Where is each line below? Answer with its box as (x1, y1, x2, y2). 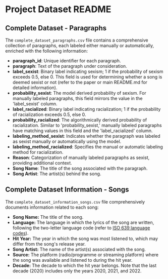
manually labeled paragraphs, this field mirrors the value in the (12, 95, 143, 101)
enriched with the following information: (5, 48, 88, 54)
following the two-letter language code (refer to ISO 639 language (12, 224, 150, 231)
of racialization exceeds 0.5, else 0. (12, 111, 86, 117)
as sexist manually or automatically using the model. (12, 138, 122, 144)
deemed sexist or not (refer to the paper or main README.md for (12, 79, 148, 85)
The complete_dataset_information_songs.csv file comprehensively (5, 198, 145, 205)
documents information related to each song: (5, 204, 99, 210)
